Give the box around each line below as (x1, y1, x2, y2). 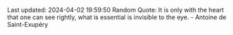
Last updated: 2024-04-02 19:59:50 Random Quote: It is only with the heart (7, 6, 224, 14)
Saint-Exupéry (7, 21, 49, 28)
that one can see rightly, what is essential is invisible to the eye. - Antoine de (7, 13, 227, 21)
